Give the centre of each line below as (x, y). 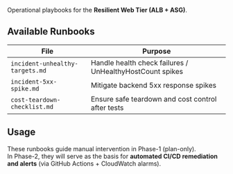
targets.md (28, 70)
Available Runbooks (51, 31)
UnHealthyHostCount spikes (137, 71)
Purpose (156, 51)
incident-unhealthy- (44, 64)
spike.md (25, 88)
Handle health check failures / (139, 63)
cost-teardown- (36, 100)
